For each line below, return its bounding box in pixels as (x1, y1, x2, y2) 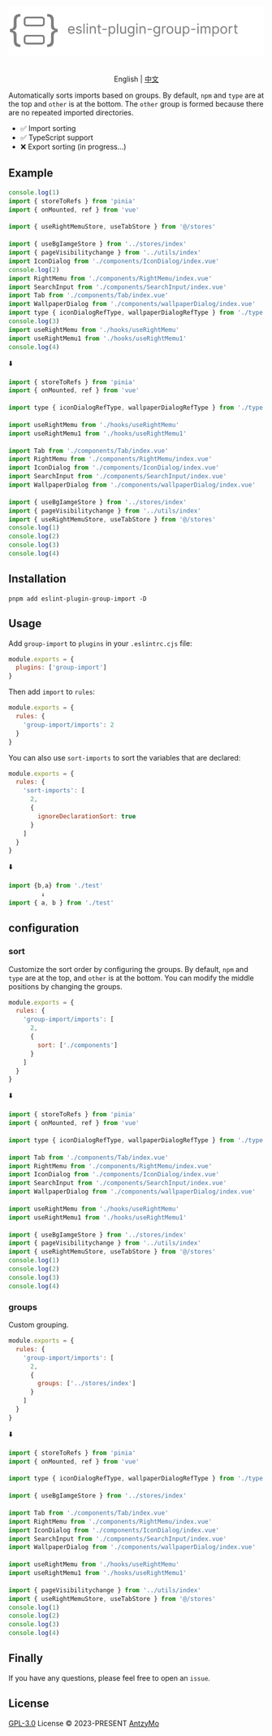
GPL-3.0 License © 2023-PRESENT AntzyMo (8, 1718, 160, 1728)
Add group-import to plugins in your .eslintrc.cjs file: (8, 638, 192, 648)
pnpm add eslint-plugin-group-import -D (8, 595, 148, 603)
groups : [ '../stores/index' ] (37, 1380, 136, 1388)
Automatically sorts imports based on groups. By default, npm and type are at (8, 90, 264, 100)
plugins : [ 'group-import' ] (15, 664, 107, 672)
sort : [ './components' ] (37, 1040, 118, 1049)
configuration (8, 922, 80, 936)
